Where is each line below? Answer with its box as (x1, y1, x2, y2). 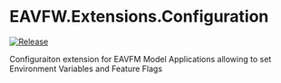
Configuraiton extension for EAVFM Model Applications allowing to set (9, 53, 272, 64)
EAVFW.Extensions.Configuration (9, 6, 269, 27)
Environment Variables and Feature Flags (9, 63, 163, 74)
